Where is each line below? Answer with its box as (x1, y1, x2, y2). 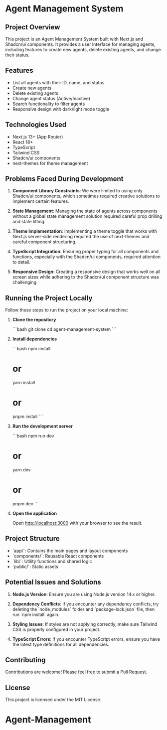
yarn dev (12, 467, 31, 473)
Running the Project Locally (5, 293, 93, 302)
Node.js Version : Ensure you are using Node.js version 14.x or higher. (12, 591, 156, 597)
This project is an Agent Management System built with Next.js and (5, 36, 144, 42)
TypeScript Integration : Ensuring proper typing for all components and (12, 249, 159, 255)
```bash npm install (12, 346, 51, 352)
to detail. (12, 259, 31, 265)
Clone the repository (12, 317, 56, 323)
